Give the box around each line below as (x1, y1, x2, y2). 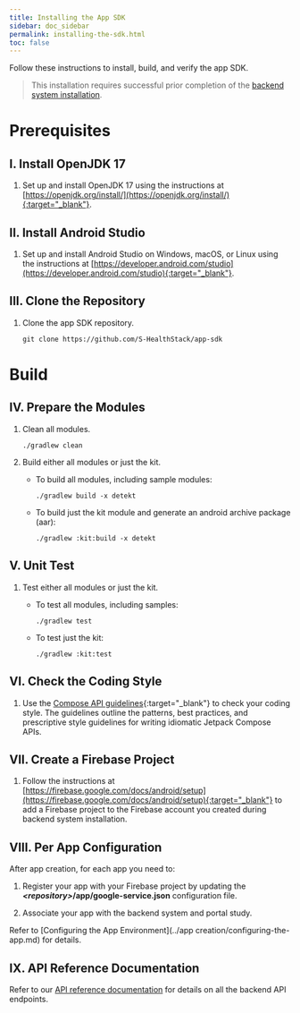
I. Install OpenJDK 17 (9, 156, 127, 171)
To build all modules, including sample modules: (35, 473, 212, 484)
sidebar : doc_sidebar (9, 21, 90, 30)
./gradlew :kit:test (35, 650, 112, 659)
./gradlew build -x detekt (35, 491, 137, 500)
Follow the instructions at (21, 776, 115, 787)
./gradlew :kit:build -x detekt (35, 533, 156, 542)
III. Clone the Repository (9, 294, 146, 309)
